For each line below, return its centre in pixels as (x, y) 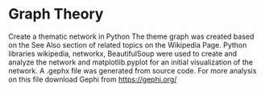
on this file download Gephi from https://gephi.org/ (93, 79)
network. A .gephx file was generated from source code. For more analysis (132, 70)
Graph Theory (56, 14)
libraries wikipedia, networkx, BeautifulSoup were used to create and (123, 53)
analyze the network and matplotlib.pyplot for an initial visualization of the (131, 62)
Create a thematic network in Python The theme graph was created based (131, 36)
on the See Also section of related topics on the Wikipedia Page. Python (128, 44)
